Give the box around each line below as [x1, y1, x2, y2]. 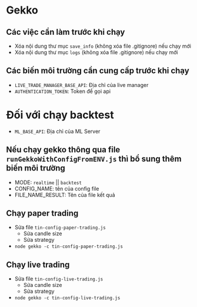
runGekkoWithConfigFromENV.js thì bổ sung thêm [6, 154, 182, 164]
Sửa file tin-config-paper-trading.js [14, 224, 106, 231]
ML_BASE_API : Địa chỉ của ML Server [14, 128, 101, 135]
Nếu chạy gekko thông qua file [6, 145, 121, 155]
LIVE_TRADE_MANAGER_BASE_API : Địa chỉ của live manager [14, 81, 149, 88]
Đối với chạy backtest [6, 108, 114, 121]
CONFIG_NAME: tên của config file [14, 185, 99, 192]
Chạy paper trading [6, 208, 79, 218]
